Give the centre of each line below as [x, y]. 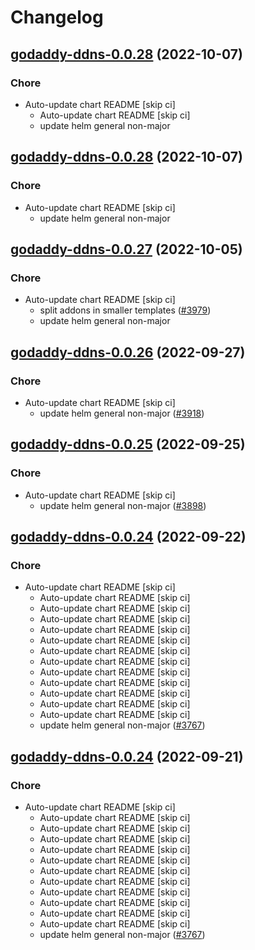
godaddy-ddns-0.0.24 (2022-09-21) [127, 756]
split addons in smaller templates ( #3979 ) [125, 310]
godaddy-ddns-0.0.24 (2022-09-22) [128, 537]
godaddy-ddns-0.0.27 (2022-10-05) [126, 249]
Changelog [57, 17]
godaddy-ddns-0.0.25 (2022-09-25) [128, 444]
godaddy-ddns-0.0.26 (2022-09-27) [128, 352]
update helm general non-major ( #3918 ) [122, 413]
